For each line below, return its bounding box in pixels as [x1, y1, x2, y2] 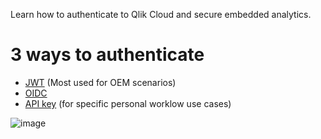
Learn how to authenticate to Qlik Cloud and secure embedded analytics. [10, 9, 312, 20]
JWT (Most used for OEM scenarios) [24, 76, 177, 88]
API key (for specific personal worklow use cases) [24, 97, 232, 109]
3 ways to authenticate [10, 44, 205, 66]
